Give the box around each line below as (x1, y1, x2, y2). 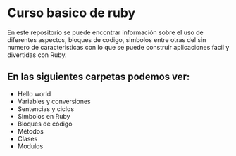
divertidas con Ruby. (7, 51, 67, 59)
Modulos (17, 142, 44, 150)
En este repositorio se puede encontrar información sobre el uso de (7, 28, 204, 37)
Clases (17, 134, 38, 143)
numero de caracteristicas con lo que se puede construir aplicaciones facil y (7, 43, 230, 51)
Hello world (17, 89, 51, 98)
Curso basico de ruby (7, 5, 136, 21)
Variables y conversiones (17, 97, 92, 105)
